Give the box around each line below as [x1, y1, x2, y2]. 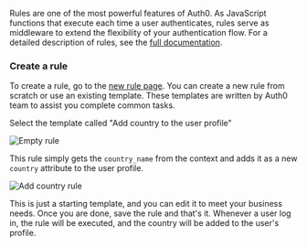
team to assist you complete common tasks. [9, 100, 175, 111]
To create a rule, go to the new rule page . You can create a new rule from [9, 81, 285, 91]
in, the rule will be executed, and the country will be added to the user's [9, 218, 280, 229]
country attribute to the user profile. [9, 163, 144, 174]
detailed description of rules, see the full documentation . [9, 37, 223, 48]
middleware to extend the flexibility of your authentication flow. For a [9, 27, 268, 38]
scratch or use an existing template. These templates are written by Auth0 [9, 91, 288, 102]
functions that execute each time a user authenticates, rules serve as [9, 17, 270, 28]
